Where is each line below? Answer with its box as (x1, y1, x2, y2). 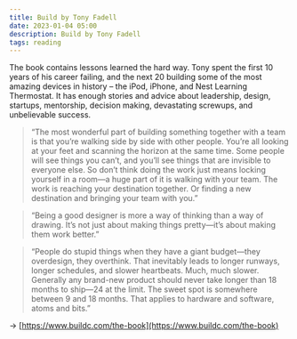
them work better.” (30, 229, 100, 240)
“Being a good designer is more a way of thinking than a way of (30, 210, 264, 221)
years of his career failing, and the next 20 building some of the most (9, 72, 262, 83)
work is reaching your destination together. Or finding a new (30, 183, 252, 194)
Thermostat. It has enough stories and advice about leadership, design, (9, 91, 271, 101)
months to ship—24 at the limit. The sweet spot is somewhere (30, 284, 258, 295)
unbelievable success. (9, 109, 92, 120)
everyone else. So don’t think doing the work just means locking (30, 165, 267, 175)
